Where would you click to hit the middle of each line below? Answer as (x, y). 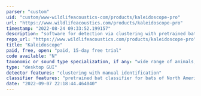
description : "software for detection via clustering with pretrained (96, 34)
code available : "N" (32, 56)
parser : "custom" (28, 12)
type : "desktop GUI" (32, 67)
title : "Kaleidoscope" (34, 45)
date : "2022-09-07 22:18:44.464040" (52, 84)
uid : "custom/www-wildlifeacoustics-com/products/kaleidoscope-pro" (93, 17)
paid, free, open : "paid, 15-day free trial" (64, 51)
